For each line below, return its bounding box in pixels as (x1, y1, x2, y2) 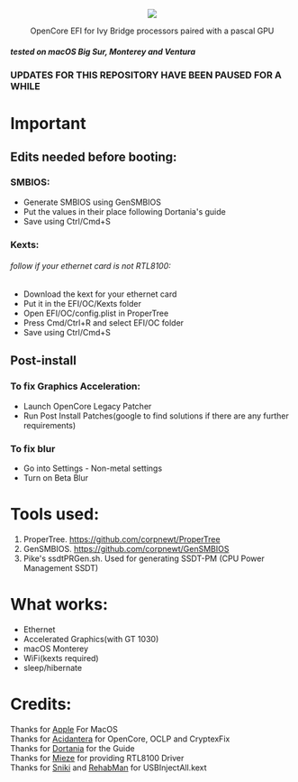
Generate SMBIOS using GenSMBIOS (23, 197, 161, 207)
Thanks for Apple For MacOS (10, 723, 118, 734)
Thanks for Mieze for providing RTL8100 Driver (10, 752, 185, 763)
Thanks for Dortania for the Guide (10, 742, 135, 753)
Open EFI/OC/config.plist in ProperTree (23, 308, 169, 318)
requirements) (23, 419, 77, 430)
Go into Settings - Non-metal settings (23, 463, 163, 474)
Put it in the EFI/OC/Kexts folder (23, 298, 142, 308)
